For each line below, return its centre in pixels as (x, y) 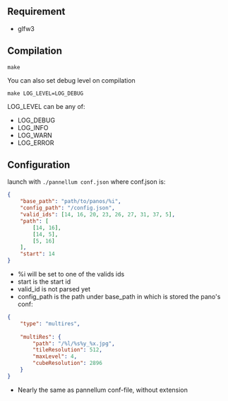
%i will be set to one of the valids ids (71, 274)
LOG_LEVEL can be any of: (47, 106)
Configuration (39, 165)
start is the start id (44, 281)
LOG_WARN (35, 135)
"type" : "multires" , (50, 324)
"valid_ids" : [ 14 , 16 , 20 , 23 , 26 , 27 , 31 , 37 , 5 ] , (97, 215)
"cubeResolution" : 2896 (67, 364)
